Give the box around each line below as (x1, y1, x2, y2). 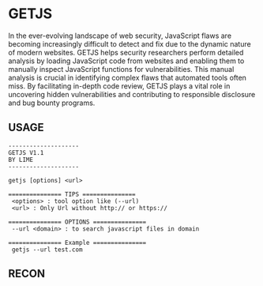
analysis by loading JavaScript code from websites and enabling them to (8, 56, 245, 66)
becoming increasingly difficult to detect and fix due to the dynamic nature (8, 39, 251, 48)
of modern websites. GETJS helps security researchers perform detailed (8, 47, 244, 57)
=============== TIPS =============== (8, 190, 136, 198)
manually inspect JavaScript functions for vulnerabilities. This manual (8, 64, 235, 73)
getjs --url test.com (11, 246, 83, 254)
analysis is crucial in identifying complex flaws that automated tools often (8, 73, 247, 82)
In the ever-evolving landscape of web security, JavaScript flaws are (8, 31, 231, 40)
